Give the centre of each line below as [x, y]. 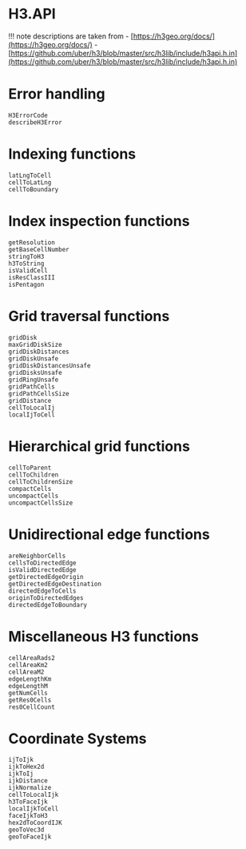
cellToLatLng [30, 182]
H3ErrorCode [28, 115]
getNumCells [28, 693]
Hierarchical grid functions [99, 446]
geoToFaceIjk [30, 837]
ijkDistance [28, 781]
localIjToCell [32, 414]
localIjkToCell [34, 809]
